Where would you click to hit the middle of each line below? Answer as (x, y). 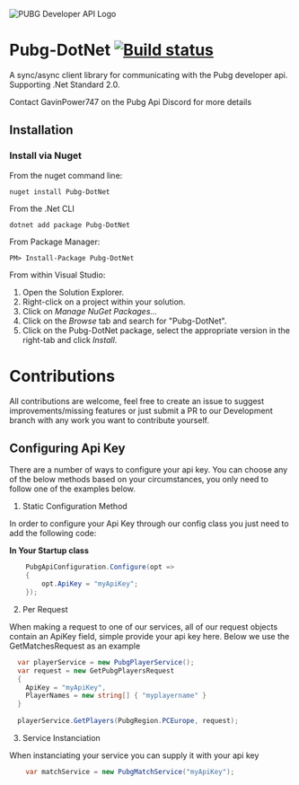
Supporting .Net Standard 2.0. (65, 84)
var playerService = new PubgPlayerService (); (106, 662)
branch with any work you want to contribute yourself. (109, 420)
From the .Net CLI (42, 208)
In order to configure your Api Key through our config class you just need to (149, 524)
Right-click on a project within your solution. (104, 302)
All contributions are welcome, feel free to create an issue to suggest (137, 401)
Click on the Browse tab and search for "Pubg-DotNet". (124, 321)
